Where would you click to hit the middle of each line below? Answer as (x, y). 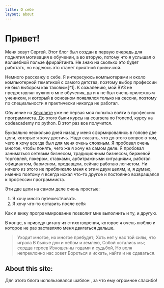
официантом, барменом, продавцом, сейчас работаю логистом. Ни (76, 164)
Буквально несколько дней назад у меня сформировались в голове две (81, 132)
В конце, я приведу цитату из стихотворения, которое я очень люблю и (80, 223)
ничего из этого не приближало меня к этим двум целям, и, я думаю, (79, 169)
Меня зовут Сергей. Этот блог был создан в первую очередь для (74, 52)
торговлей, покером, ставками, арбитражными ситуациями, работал (78, 159)
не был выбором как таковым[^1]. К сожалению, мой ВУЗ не (69, 88)
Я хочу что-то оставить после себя (49, 204)
